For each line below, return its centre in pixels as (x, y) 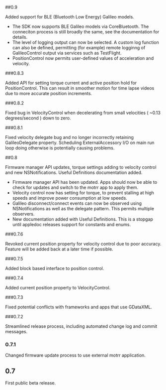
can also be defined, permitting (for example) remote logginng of (79, 48)
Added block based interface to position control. (55, 268)
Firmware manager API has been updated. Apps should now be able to (85, 182)
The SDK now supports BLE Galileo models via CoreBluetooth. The (81, 26)
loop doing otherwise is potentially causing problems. (60, 148)
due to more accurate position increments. (49, 93)
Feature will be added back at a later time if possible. (59, 249)
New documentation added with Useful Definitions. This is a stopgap (83, 219)
